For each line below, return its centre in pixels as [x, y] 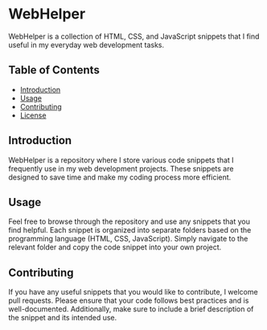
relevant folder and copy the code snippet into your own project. [115, 247]
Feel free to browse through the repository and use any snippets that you [129, 221]
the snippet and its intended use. [63, 318]
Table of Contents [54, 70]
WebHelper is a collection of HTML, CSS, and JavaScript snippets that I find [134, 36]
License [33, 115]
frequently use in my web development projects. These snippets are [121, 168]
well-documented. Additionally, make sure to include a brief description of [131, 309]
